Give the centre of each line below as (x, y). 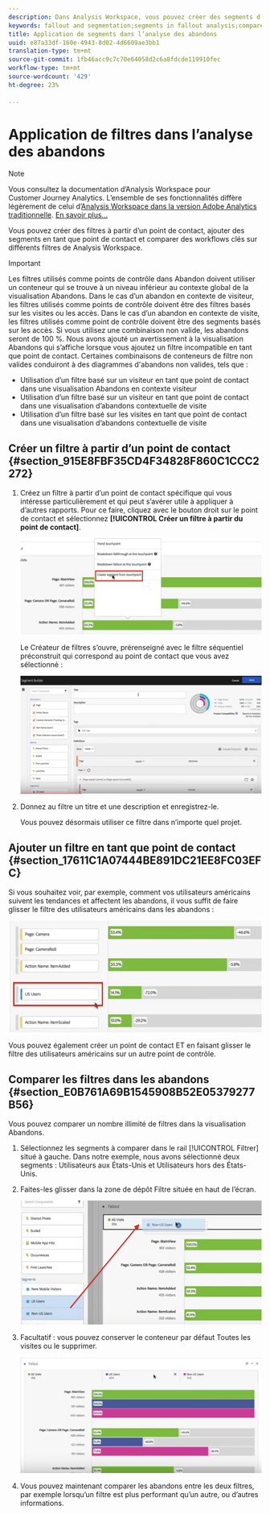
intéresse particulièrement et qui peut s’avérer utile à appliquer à (127, 502)
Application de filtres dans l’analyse (131, 134)
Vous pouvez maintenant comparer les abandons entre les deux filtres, (137, 1486)
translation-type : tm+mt (50, 51)
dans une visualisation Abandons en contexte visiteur (108, 389)
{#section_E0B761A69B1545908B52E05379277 (132, 1092)
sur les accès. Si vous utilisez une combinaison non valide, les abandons (129, 330)
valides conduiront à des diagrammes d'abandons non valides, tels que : (128, 365)
